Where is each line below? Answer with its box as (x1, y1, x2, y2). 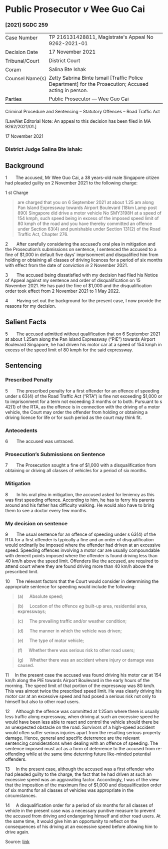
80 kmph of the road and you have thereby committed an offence (17, 221, 152, 227)
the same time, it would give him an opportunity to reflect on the (5, 818, 137, 824)
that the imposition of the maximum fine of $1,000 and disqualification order (5, 782, 161, 788)
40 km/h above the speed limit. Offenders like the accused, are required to (5, 558, 159, 564)
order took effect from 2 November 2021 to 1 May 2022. (5, 288, 120, 294)
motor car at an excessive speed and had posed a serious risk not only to (5, 693, 156, 699)
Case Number (5, 34, 38, 41)
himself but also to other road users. (5, 698, 80, 705)
